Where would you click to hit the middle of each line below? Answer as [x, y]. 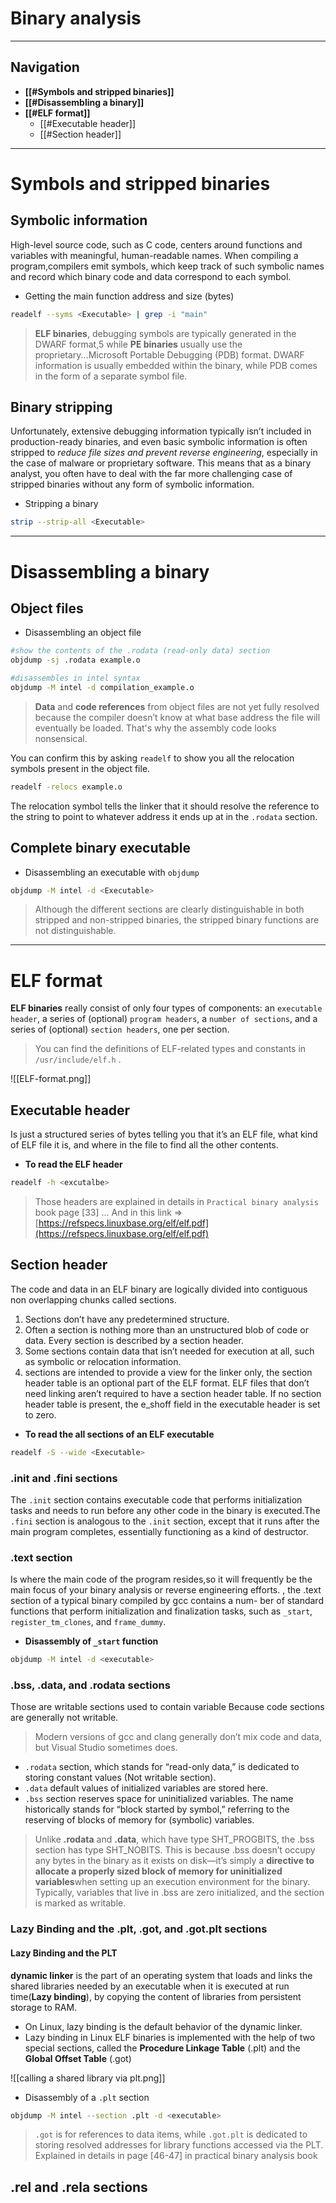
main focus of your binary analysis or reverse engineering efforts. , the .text [166, 1590]
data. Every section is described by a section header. [134, 1340]
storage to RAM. [44, 2007]
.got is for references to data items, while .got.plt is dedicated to [171, 2134]
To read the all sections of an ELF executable [119, 1434]
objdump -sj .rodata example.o [75, 660]
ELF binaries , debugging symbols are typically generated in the [165, 333]
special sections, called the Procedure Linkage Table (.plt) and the [162, 2048]
